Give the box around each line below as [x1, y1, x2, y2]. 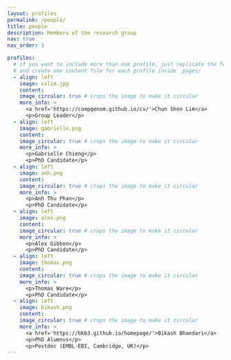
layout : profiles [7, 10, 57, 17]
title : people [7, 23, 48, 30]
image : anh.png [19, 169, 63, 176]
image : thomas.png [19, 260, 72, 266]
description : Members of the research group [7, 29, 137, 36]
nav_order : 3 [7, 42, 45, 49]
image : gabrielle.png [19, 125, 81, 131]
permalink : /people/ [7, 17, 67, 23]
